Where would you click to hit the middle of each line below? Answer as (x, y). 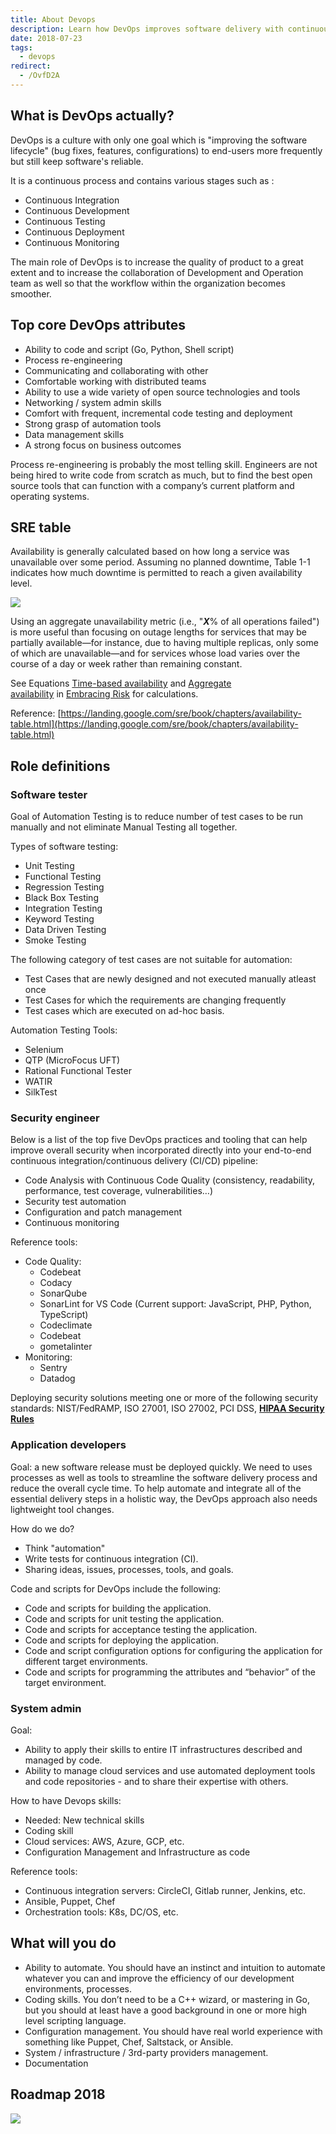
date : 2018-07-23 (46, 38)
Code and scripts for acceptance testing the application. (141, 1629)
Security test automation (75, 1202)
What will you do (63, 1943)
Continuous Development (77, 210)
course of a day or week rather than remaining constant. (126, 664)
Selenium (44, 1049)
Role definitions (60, 766)
